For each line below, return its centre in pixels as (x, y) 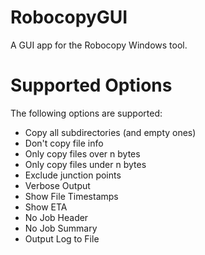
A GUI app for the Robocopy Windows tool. (99, 45)
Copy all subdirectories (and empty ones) (110, 132)
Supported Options (91, 85)
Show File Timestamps (71, 196)
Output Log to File (62, 238)
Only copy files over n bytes (82, 153)
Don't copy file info (64, 143)
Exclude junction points (73, 175)
